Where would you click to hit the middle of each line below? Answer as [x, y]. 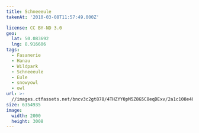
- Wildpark [25, 66]
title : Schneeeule [29, 12]
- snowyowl [25, 83]
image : [14, 110]
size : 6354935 [24, 105]
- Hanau [21, 61]
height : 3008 [28, 121]
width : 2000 [26, 116]
